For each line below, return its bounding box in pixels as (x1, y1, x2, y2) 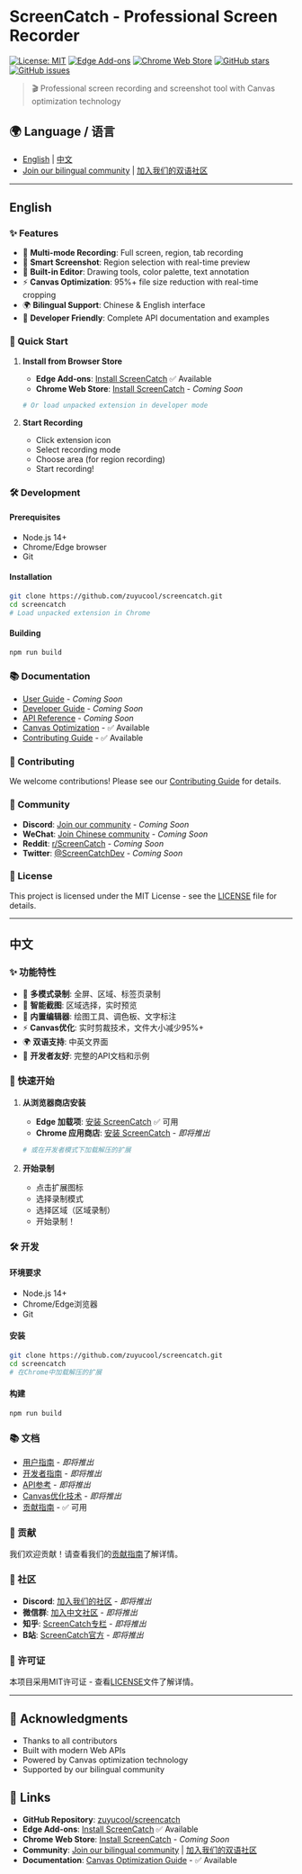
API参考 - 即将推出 (22, 1480, 92, 1490)
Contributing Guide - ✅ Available (22, 732, 144, 743)
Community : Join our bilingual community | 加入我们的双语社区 (22, 1844, 258, 1855)
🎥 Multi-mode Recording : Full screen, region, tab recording (22, 248, 244, 258)
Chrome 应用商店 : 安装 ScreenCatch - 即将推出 (35, 1127, 210, 1138)
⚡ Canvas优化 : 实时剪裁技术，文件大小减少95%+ (22, 1022, 204, 1033)
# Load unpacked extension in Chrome (9, 608, 151, 618)
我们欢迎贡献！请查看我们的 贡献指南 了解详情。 (9, 1549, 182, 1560)
